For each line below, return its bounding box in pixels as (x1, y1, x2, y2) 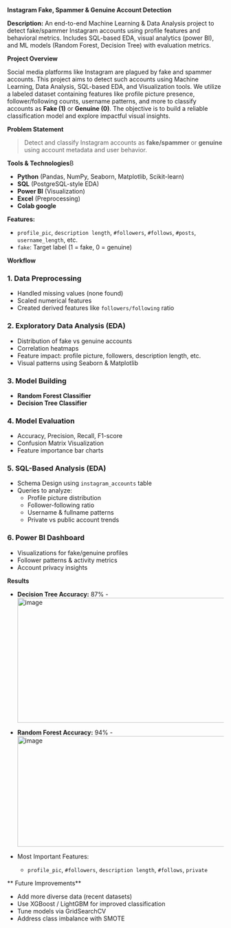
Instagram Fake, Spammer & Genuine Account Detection (7, 6, 172, 14)
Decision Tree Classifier (16, 399, 87, 407)
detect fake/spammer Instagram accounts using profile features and (7, 27, 201, 34)
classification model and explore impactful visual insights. (7, 112, 170, 120)
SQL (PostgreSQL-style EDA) (16, 180, 100, 188)
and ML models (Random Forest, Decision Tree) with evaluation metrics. (7, 41, 211, 49)
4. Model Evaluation (7, 416, 75, 426)
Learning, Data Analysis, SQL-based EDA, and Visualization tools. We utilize (7, 83, 221, 90)
